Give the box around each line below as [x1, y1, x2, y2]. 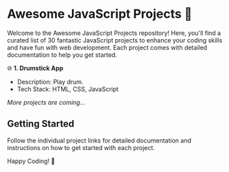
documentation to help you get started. [7, 51, 118, 59]
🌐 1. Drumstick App [7, 64, 64, 72]
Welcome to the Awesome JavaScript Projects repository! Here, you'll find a [7, 29, 221, 37]
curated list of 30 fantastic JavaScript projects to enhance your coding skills [7, 36, 223, 44]
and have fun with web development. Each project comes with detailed [7, 43, 208, 51]
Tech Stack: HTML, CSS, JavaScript [16, 85, 119, 93]
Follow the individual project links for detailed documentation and [7, 136, 192, 145]
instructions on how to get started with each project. [7, 143, 156, 151]
